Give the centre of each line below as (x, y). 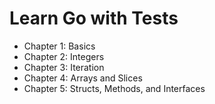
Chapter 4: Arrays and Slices (83, 78)
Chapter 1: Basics (59, 46)
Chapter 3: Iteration (64, 67)
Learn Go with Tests (94, 18)
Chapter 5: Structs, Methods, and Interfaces (114, 88)
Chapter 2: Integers (64, 56)
